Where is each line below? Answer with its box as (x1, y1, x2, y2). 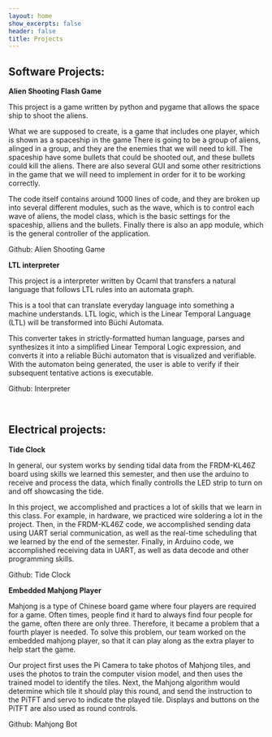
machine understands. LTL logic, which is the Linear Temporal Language (8, 309, 252, 319)
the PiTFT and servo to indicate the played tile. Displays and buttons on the (8, 695, 260, 704)
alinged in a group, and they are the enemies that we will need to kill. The (8, 144, 253, 154)
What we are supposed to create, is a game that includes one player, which (8, 127, 260, 137)
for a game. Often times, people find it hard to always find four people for (8, 609, 253, 619)
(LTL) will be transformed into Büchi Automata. (8, 318, 164, 328)
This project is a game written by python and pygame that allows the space (8, 102, 260, 112)
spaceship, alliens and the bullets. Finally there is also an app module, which (8, 220, 264, 230)
